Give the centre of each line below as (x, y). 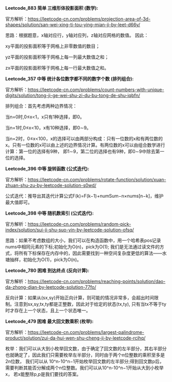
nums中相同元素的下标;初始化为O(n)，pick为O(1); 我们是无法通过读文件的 (83, 247)
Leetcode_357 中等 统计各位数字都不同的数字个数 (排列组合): (70, 79)
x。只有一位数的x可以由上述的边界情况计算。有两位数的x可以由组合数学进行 (85, 145)
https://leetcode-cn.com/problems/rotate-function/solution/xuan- (97, 179)
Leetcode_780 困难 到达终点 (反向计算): (47, 270)
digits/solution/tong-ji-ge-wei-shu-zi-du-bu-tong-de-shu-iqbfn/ (73, 95)
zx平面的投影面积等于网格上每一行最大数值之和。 (57, 68)
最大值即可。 (19, 202)
